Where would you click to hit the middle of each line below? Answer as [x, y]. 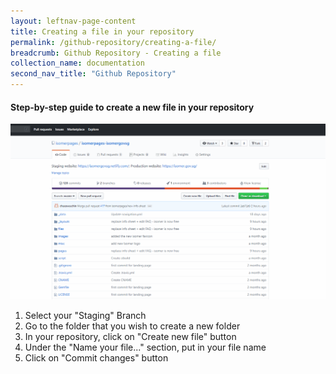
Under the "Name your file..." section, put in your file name [145, 347]
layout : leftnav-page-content [73, 21]
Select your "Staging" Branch [85, 316]
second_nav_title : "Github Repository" [93, 74]
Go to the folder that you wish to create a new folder [132, 326]
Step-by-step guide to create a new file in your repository [132, 107]
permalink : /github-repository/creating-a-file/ [113, 42]
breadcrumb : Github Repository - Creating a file [116, 53]
